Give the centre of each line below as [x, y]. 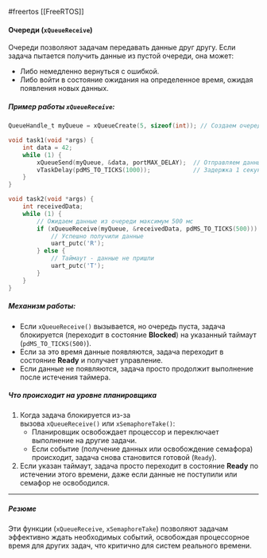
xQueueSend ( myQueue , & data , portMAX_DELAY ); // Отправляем [138, 163]
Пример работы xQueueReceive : [62, 106]
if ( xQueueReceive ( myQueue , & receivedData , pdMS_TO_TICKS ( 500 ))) [147, 229]
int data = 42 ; [48, 147]
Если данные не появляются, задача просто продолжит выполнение [137, 368]
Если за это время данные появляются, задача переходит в [122, 352]
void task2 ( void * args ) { [51, 199]
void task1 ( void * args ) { [51, 140]
